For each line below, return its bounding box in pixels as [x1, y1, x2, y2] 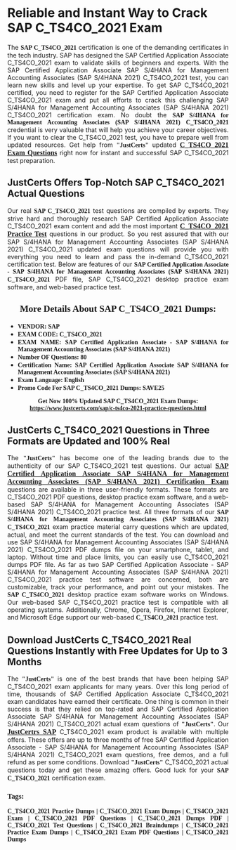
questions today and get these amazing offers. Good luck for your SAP [7, 766, 229, 774]
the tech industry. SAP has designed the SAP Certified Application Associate [7, 51, 229, 59]
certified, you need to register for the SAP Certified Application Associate [7, 88, 229, 96]
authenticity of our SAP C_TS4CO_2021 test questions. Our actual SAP [7, 462, 229, 470]
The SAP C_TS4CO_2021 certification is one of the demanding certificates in [7, 43, 229, 51]
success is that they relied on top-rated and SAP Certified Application [7, 705, 229, 714]
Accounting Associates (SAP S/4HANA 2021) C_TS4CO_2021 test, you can [7, 73, 229, 81]
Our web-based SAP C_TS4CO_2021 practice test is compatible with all [7, 599, 229, 607]
